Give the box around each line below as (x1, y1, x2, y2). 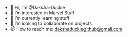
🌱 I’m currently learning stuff (10, 15, 70, 21)
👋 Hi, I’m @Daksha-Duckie (10, 5, 65, 10)
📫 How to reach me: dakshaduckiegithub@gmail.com (10, 26, 123, 32)
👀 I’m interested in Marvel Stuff (10, 10, 75, 16)
